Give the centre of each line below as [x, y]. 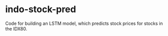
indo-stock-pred [41, 9]
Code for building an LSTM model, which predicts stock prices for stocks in [84, 23]
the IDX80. [16, 28]
